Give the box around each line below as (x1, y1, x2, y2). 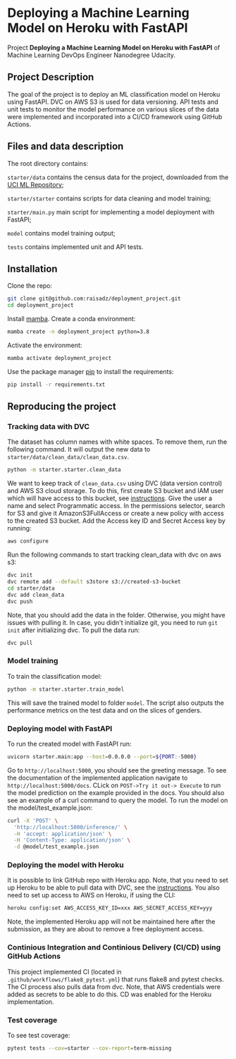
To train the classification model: (7, 672, 102, 680)
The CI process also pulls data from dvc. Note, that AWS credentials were (7, 982, 221, 991)
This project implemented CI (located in (7, 967, 122, 976)
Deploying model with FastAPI (7, 723, 113, 733)
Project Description (7, 71, 94, 83)
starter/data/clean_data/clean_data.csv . (7, 453, 130, 461)
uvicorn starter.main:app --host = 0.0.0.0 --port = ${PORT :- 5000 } (7, 753, 197, 760)
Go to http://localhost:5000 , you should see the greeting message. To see (7, 765, 227, 774)
